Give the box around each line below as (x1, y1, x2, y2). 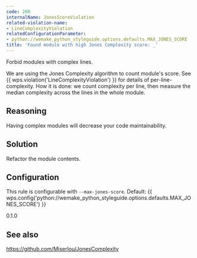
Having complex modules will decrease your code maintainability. (6, 122, 167, 129)
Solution (6, 139, 38, 150)
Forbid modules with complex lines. (6, 58, 93, 66)
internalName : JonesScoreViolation (6, 14, 95, 20)
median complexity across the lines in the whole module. (6, 89, 146, 96)
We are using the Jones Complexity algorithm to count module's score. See (6, 70, 192, 77)
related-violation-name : (6, 20, 68, 26)
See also (6, 229, 39, 240)
